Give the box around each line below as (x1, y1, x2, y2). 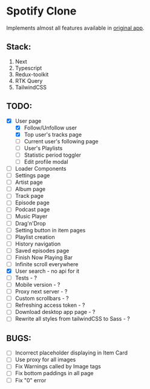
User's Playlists (24, 144, 63, 152)
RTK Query (15, 77, 43, 84)
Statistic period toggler (24, 151, 82, 159)
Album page (15, 186, 46, 193)
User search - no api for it (15, 267, 80, 275)
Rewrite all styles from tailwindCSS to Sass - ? (15, 315, 130, 322)
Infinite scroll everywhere (15, 260, 79, 267)
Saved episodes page (15, 247, 70, 254)
